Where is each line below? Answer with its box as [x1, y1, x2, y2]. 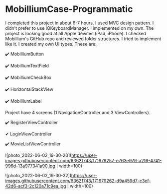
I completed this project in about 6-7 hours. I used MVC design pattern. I [5, 20, 154, 26]
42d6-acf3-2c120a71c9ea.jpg [5, 183, 66, 189]
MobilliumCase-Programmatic [5, 3, 133, 15]
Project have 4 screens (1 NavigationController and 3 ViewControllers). [5, 109, 151, 115]
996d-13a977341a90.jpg [5, 163, 56, 169]
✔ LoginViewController [5, 130, 52, 137]
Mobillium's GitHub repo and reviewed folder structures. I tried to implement [5, 36, 162, 42]
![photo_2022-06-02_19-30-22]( [5, 172, 72, 178]
